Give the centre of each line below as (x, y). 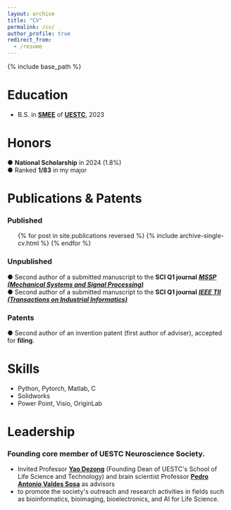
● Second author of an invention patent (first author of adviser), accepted (115, 332)
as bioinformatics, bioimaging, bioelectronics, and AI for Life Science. (118, 499)
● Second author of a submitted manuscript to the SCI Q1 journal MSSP (112, 277)
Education (38, 95)
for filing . (21, 340)
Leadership (41, 432)
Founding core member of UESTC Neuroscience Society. (106, 454)
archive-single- (201, 236)
